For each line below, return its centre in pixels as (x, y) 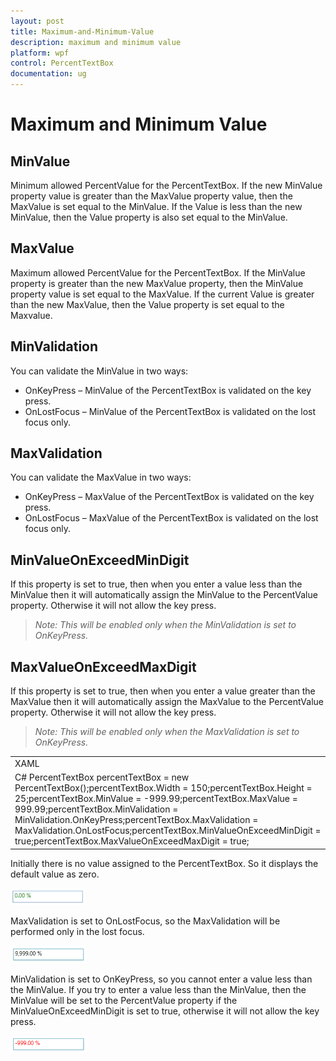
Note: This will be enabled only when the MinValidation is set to (165, 625)
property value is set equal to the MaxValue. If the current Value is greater (162, 294)
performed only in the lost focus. (77, 931)
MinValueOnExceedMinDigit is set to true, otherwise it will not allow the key (165, 1011)
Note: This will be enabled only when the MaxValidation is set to (167, 732)
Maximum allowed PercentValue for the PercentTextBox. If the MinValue (158, 272)
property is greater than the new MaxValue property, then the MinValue (157, 283)
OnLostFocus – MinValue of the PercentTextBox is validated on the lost (170, 411)
